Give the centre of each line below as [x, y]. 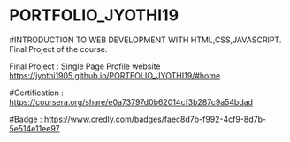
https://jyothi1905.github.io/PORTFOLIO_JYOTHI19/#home [115, 75]
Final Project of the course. [58, 49]
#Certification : [36, 93]
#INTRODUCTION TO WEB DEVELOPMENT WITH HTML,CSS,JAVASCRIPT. [145, 40]
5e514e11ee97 [34, 128]
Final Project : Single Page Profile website [85, 66]
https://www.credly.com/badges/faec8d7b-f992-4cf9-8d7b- [155, 119]
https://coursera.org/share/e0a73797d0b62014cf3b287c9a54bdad [131, 101]
